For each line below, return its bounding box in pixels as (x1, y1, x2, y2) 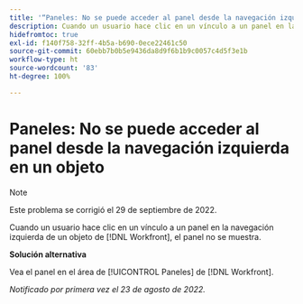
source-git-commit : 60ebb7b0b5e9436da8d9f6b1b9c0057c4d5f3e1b (9, 47, 248, 56)
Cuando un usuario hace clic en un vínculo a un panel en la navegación (9, 222, 274, 233)
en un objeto (9, 157, 106, 177)
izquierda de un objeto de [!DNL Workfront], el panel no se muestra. (9, 231, 262, 242)
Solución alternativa (9, 249, 87, 260)
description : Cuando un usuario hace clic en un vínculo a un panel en (9, 22, 284, 31)
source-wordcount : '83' (9, 64, 99, 73)
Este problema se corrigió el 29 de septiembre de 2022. (9, 204, 217, 215)
